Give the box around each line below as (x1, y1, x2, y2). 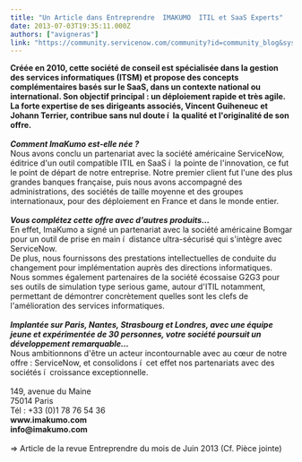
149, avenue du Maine (10, 386, 92, 397)
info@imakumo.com (10, 424, 88, 435)
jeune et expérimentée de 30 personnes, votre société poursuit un (10, 329, 262, 340)
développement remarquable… (10, 338, 129, 349)
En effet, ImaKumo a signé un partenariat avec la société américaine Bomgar (10, 225, 293, 235)
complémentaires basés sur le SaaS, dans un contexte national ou (10, 81, 261, 92)
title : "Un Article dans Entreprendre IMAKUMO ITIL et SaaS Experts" (10, 13, 283, 22)
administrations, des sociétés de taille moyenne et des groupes (10, 186, 244, 197)
